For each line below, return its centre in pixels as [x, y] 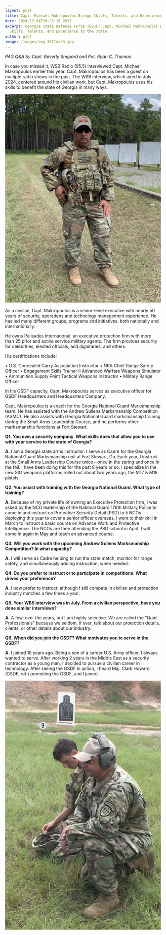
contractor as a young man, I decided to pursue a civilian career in [73, 663]
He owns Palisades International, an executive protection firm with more [78, 336]
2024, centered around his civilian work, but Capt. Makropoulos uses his [79, 82]
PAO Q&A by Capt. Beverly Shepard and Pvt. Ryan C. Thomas [68, 56]
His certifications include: [31, 356]
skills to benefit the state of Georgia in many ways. [57, 87]
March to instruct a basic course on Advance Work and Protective [72, 523]
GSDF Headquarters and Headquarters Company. [56, 396]
